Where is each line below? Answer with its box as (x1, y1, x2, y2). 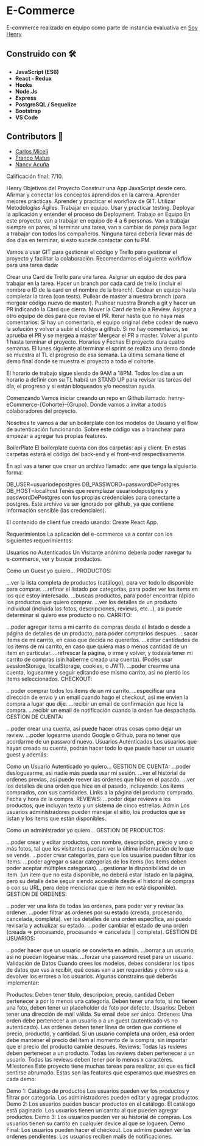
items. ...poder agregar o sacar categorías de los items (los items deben (6, 857, 187, 865)
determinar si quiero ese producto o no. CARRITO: (6, 611, 132, 618)
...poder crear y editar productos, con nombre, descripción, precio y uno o (6, 838, 193, 846)
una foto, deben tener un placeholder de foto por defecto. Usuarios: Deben (6, 1004, 195, 1011)
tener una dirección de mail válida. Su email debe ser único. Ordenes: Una (6, 1010, 192, 1018)
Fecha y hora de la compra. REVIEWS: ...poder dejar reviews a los (6, 795, 171, 802)
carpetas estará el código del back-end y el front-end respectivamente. (6, 450, 186, 457)
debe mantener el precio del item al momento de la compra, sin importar (6, 1036, 188, 1043)
